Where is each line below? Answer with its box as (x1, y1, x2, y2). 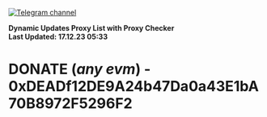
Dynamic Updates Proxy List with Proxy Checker (8, 23, 175, 32)
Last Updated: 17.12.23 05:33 (8, 32, 108, 41)
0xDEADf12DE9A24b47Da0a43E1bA (8, 77, 259, 96)
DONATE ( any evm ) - (8, 61, 151, 78)
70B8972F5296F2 (8, 94, 133, 113)
